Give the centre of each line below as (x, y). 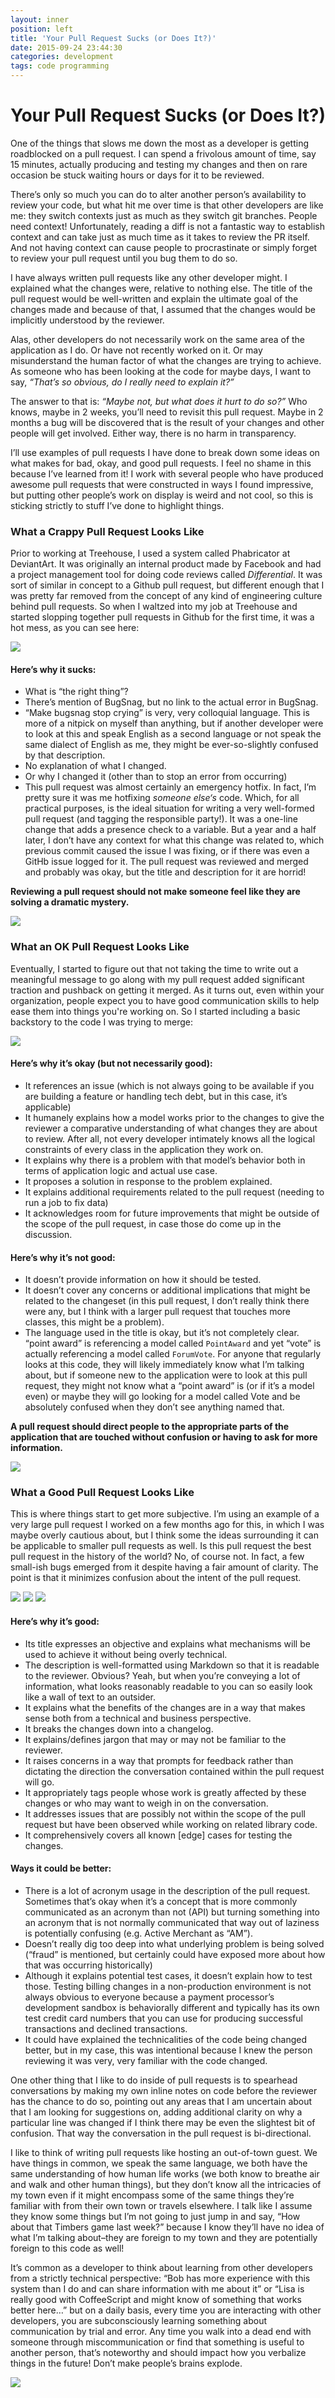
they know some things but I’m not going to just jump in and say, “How (155, 2216)
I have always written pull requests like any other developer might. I (149, 277)
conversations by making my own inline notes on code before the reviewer (164, 2090)
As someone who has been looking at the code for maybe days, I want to (161, 371)
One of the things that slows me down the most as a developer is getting (159, 143)
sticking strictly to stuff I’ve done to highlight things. (117, 505)
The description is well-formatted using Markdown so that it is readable (172, 1665)
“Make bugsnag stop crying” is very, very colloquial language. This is (167, 713)
